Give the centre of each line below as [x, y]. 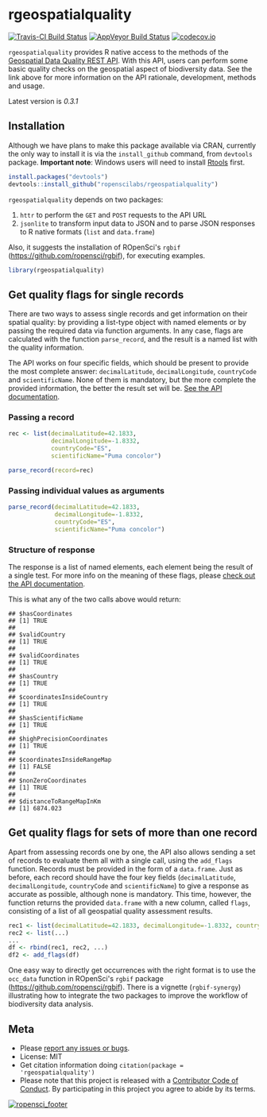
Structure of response [52, 550]
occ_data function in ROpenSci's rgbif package [86, 979]
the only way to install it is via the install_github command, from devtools [130, 153]
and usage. [27, 86]
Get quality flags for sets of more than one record [133, 833]
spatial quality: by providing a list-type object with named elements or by [127, 323]
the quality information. [46, 348]
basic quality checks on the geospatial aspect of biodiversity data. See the [130, 68]
